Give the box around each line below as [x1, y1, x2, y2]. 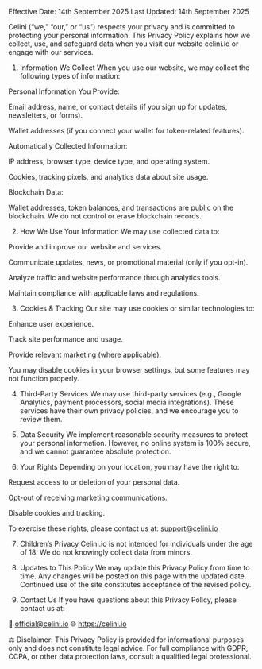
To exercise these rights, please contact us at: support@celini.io [8, 524, 218, 533]
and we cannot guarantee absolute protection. [19, 447, 171, 456]
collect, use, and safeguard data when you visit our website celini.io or [8, 39, 239, 48]
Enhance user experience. [8, 319, 94, 328]
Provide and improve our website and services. [8, 242, 163, 251]
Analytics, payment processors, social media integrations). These [19, 397, 234, 407]
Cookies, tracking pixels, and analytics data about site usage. [8, 172, 209, 181]
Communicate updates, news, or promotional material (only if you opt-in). [8, 257, 249, 267]
